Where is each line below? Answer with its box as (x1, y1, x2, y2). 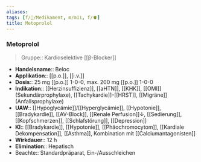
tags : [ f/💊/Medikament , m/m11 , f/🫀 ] (6, 15, 101, 21)
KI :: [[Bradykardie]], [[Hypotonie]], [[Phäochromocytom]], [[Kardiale (14, 123, 184, 131)
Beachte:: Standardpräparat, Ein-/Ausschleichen (14, 149, 136, 156)
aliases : (6, 8, 28, 15)
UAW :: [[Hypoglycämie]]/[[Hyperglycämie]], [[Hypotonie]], (14, 104, 161, 111)
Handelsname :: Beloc (14, 65, 69, 73)
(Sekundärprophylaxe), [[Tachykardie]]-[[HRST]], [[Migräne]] (14, 91, 168, 99)
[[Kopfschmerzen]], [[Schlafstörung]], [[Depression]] (14, 117, 147, 124)
